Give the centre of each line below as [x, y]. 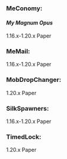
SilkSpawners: [28, 108]
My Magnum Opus [30, 23]
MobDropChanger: [34, 80]
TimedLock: [24, 137]
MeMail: [18, 51]
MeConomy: [24, 8]
